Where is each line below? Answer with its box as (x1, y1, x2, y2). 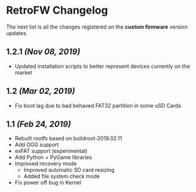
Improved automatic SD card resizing (23, 166, 115, 174)
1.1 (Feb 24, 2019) (6, 119, 71, 129)
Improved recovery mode (14, 160, 77, 167)
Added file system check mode (23, 173, 100, 180)
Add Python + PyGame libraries (14, 154, 92, 161)
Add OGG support (14, 141, 59, 149)
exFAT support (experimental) (14, 147, 88, 155)
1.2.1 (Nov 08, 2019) (6, 47, 81, 57)
